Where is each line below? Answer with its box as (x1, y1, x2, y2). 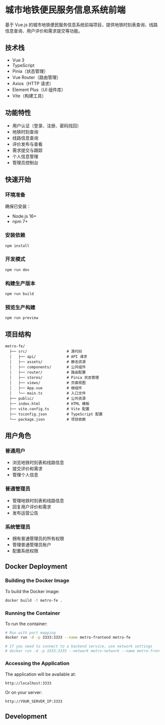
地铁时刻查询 (12, 129, 38, 134)
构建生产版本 (5, 280, 36, 287)
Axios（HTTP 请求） (12, 80, 54, 86)
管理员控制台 (12, 160, 38, 165)
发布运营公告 (12, 510, 38, 516)
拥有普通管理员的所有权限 (12, 535, 64, 542)
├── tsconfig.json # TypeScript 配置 (9, 412, 103, 417)
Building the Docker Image (5, 577, 70, 584)
